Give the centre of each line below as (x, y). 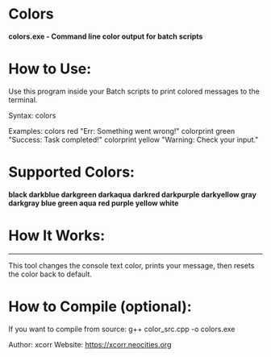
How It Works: (57, 235)
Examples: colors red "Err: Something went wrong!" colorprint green (122, 131)
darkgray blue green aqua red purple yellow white (94, 203)
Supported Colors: (72, 172)
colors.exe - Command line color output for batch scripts (106, 36)
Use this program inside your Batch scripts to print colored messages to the (134, 91)
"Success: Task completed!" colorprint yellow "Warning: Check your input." (133, 139)
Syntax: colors (32, 115)
